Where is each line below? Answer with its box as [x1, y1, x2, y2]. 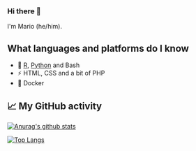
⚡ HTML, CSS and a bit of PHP [17, 69, 105, 78]
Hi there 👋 [7, 6, 42, 16]
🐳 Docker [17, 79, 45, 87]
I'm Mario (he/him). [7, 22, 63, 31]
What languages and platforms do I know [7, 42, 190, 55]
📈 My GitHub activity [7, 100, 103, 112]
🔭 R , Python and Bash [17, 61, 80, 69]
